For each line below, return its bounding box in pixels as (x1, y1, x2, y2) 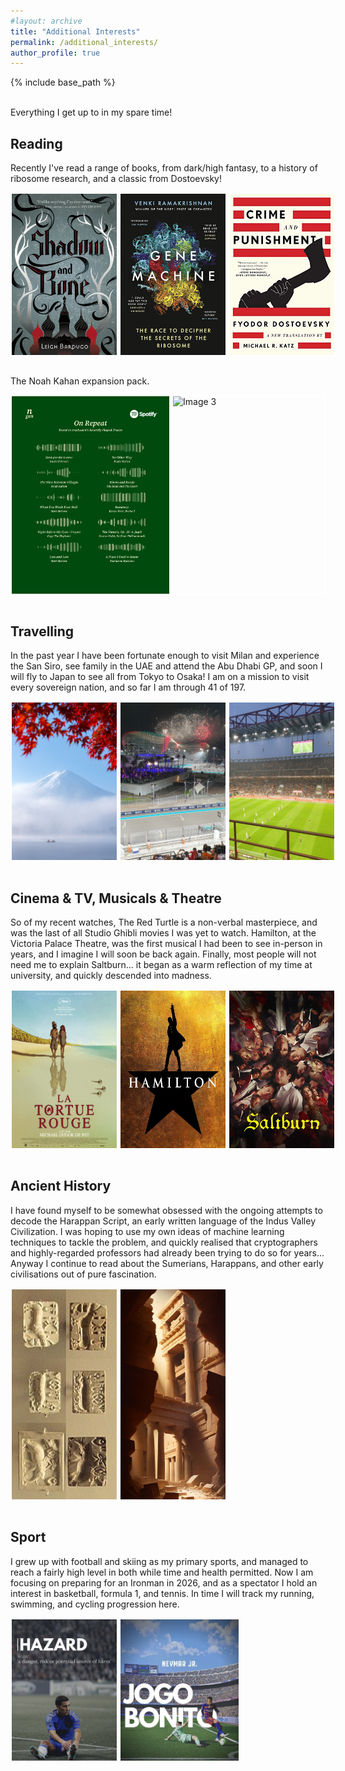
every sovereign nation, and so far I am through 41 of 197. (10, 681, 247, 694)
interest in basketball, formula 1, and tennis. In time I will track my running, (10, 1587, 315, 1599)
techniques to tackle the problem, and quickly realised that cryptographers (10, 1236, 318, 1248)
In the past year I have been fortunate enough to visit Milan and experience (10, 650, 320, 662)
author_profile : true (10, 48, 101, 58)
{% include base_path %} (10, 76, 116, 89)
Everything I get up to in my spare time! (10, 106, 173, 119)
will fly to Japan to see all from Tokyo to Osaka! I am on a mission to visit (10, 671, 310, 683)
